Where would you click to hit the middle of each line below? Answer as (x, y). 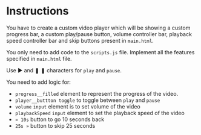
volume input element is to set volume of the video (77, 106)
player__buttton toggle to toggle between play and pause (87, 100)
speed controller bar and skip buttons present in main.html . (80, 40)
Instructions (38, 11)
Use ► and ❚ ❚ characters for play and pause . (64, 70)
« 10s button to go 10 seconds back (60, 119)
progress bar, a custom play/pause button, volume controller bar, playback (99, 34)
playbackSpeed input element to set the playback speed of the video (100, 113)
